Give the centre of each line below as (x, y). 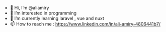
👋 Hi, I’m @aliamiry (29, 8)
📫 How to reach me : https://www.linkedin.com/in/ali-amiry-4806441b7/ (85, 24)
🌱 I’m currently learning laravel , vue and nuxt (57, 18)
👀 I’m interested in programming (43, 13)
